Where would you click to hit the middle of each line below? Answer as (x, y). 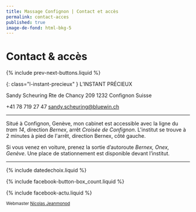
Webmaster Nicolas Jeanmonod (38, 204)
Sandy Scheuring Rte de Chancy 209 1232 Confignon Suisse (79, 95)
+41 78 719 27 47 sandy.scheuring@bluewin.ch (63, 107)
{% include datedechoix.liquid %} (46, 171)
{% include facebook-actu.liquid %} (49, 193)
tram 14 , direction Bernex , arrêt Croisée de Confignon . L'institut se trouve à (96, 130)
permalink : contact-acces (37, 17)
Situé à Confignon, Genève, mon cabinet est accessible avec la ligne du (92, 124)
